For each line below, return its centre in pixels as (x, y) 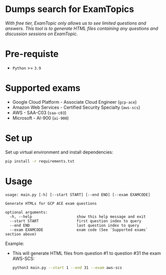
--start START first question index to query (76, 221)
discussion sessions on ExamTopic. (42, 34)
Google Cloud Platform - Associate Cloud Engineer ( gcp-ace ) (75, 102)
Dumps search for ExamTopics (70, 9)
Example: (15, 243)
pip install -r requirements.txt (40, 161)
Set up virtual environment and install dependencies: (59, 152)
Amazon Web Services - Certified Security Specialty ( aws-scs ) (76, 107)
